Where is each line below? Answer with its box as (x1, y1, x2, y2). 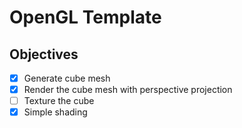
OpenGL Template (9, 6, 162, 29)
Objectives (9, 46, 79, 63)
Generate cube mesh (23, 72, 111, 84)
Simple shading (23, 106, 88, 118)
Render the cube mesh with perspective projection (23, 84, 233, 96)
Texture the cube (23, 95, 95, 107)
